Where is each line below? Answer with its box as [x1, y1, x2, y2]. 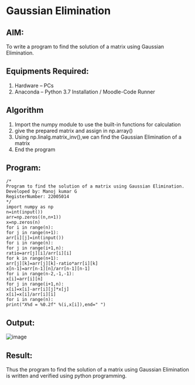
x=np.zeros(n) [6, 219, 41, 226]
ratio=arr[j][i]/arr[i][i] [6, 250, 72, 256]
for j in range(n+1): [6, 230, 59, 236]
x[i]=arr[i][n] [6, 276, 43, 282]
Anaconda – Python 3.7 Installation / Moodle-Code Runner [14, 88, 155, 95]
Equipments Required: [6, 66, 89, 76]
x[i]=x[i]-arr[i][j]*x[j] [6, 286, 69, 292]
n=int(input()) [6, 209, 43, 215]
